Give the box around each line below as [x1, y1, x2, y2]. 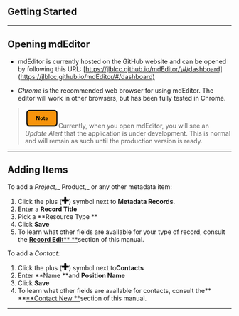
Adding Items [7, 164, 68, 176]
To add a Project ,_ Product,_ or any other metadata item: [7, 183, 173, 191]
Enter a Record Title [17, 205, 78, 213]
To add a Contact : [7, 249, 60, 258]
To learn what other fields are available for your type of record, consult [17, 228, 225, 236]
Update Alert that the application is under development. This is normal [24, 128, 231, 138]
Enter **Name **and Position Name [17, 271, 126, 280]
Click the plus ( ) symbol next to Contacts [17, 264, 144, 272]
